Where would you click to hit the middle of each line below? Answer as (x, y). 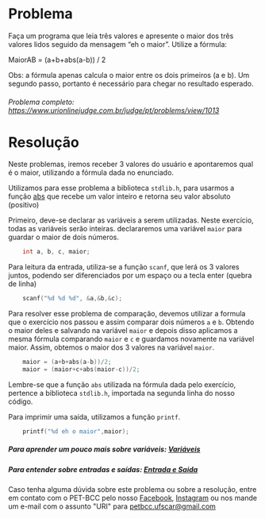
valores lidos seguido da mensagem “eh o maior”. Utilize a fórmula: (118, 44)
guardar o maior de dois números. (64, 237)
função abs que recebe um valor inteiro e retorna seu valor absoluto (119, 196)
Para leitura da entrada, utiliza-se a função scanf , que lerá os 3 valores (124, 267)
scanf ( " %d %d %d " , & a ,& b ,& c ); (73, 299)
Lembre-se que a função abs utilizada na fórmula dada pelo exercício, (122, 384)
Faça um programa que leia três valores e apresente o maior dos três (121, 36)
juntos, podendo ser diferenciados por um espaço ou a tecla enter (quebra (130, 276)
